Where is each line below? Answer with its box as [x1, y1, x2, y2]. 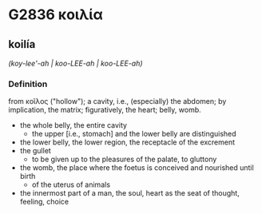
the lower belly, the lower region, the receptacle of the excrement [19, 137, 236, 147]
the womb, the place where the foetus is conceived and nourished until [19, 163, 254, 172]
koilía [8, 38, 36, 51]
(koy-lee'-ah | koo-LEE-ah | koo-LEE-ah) [8, 58, 143, 68]
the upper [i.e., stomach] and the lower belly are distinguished [31, 129, 237, 139]
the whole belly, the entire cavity [19, 121, 128, 130]
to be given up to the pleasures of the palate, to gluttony [31, 154, 217, 164]
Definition [8, 78, 48, 89]
